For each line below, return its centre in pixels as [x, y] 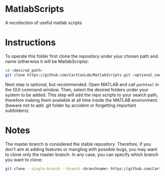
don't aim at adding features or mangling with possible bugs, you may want [81, 149]
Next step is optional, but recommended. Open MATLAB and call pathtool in [82, 84]
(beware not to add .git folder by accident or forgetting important [71, 105]
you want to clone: [24, 160]
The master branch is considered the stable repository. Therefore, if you [78, 144]
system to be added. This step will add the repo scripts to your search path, [82, 95]
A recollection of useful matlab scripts [43, 23]
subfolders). [17, 110]
